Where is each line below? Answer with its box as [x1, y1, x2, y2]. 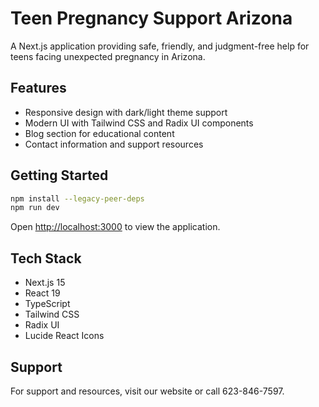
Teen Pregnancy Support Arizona [10, 7, 293, 30]
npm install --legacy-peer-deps [10, 193, 145, 204]
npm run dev [10, 203, 60, 213]
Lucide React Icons [24, 330, 105, 342]
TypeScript [24, 298, 71, 310]
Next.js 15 [24, 277, 66, 289]
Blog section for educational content [24, 127, 175, 139]
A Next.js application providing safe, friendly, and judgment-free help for [10, 40, 310, 52]
